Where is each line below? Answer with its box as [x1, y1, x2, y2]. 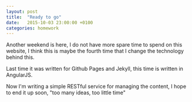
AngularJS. [6, 71, 33, 78]
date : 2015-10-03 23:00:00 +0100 [6, 19, 93, 25]
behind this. [6, 54, 35, 61]
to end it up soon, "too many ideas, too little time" [6, 89, 126, 96]
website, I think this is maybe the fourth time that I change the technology [6, 48, 184, 55]
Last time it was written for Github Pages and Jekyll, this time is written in [6, 65, 184, 73]
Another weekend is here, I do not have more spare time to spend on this [6, 41, 183, 48]
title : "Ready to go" [6, 14, 62, 20]
